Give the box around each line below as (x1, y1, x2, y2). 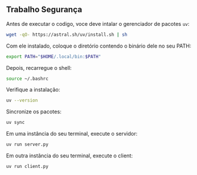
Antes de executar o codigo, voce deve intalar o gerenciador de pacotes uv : (6, 20, 190, 27)
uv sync (6, 120, 25, 126)
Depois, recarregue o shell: (6, 64, 72, 71)
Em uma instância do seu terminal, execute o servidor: (6, 130, 138, 137)
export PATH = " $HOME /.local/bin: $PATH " (6, 53, 101, 59)
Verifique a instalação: (6, 86, 61, 93)
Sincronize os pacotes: (6, 108, 62, 115)
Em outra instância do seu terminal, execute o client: (6, 152, 133, 159)
